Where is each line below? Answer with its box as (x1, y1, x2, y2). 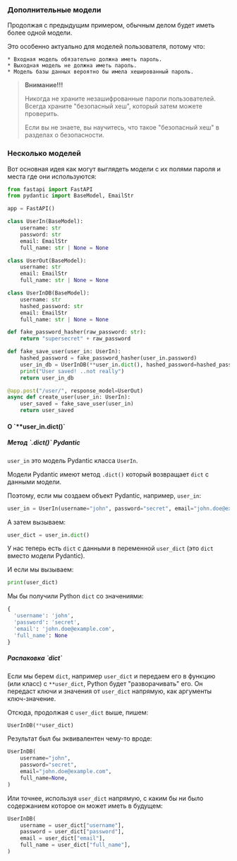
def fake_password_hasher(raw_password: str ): (7, 329, 147, 336)
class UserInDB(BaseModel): (7, 290, 90, 297)
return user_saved (20, 407, 74, 414)
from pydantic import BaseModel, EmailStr (7, 193, 134, 200)
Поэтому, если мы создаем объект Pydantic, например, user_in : (7, 491, 202, 500)
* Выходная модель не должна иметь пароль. (7, 62, 138, 69)
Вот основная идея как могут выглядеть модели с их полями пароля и (7, 164, 221, 173)
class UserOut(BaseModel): (7, 257, 87, 264)
